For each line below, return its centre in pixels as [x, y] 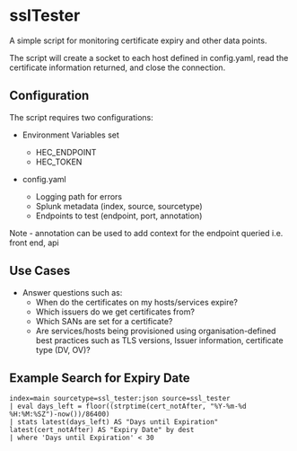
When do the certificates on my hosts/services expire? [137, 302]
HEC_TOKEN [59, 162]
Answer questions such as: [72, 292]
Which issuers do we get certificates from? [115, 312]
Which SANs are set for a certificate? [104, 321]
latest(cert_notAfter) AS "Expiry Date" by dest [102, 430]
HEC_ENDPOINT [66, 152]
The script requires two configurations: [82, 117]
